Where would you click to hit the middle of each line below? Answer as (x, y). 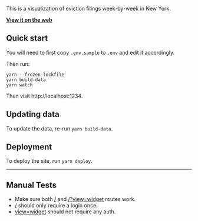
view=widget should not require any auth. (65, 212)
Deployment (29, 147)
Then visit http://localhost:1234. (44, 96)
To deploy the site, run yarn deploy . (49, 161)
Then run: (18, 63)
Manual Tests (32, 185)
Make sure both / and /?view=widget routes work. (75, 199)
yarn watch (19, 85)
